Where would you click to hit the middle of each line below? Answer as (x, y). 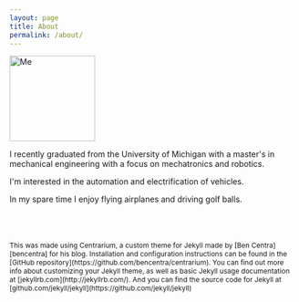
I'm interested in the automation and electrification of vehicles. (127, 182)
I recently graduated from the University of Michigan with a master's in (142, 154)
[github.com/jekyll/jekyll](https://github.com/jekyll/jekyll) (101, 288)
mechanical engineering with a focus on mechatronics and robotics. (137, 164)
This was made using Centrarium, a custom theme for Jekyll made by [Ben (130, 246)
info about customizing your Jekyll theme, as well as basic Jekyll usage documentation (149, 271)
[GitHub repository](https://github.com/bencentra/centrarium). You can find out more (147, 262)
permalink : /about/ (46, 35)
